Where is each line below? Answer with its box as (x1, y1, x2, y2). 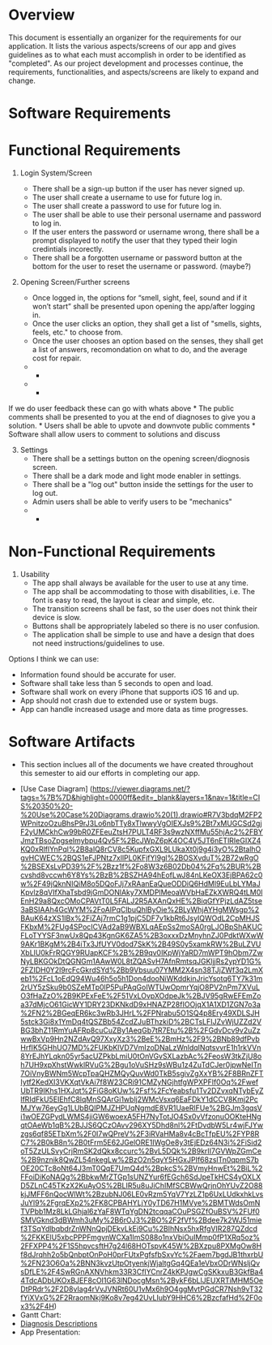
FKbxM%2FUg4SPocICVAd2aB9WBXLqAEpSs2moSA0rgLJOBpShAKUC (19, 921, 263, 931)
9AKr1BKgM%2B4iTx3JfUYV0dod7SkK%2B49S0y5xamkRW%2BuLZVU (19, 939, 261, 949)
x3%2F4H (19, 1301, 55, 1311)
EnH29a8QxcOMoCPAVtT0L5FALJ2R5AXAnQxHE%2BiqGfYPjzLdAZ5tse (19, 895, 263, 906)
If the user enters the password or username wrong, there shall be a (32, 227, 260, 237)
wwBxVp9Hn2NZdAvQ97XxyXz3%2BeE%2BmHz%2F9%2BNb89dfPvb (19, 1033, 261, 1044)
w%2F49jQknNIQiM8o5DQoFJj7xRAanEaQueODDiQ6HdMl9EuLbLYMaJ (19, 878, 261, 888)
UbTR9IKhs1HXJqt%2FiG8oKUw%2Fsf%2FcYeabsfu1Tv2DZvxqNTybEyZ (19, 1085, 264, 1095)
